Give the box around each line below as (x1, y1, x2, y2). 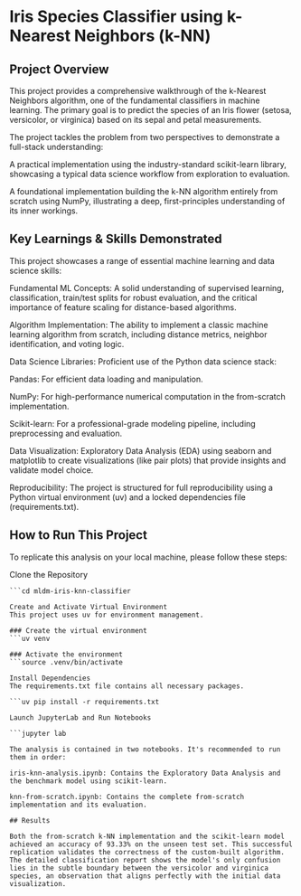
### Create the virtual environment (9, 626, 147, 635)
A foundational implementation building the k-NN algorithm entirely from (9, 186, 278, 196)
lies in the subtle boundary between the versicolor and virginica (9, 863, 269, 872)
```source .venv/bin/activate (9, 657, 124, 666)
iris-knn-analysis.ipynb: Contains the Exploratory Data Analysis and (9, 769, 281, 778)
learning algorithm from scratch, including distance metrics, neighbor (9, 328, 268, 340)
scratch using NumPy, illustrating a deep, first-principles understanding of (9, 196, 286, 206)
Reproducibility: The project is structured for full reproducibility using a (9, 482, 274, 493)
